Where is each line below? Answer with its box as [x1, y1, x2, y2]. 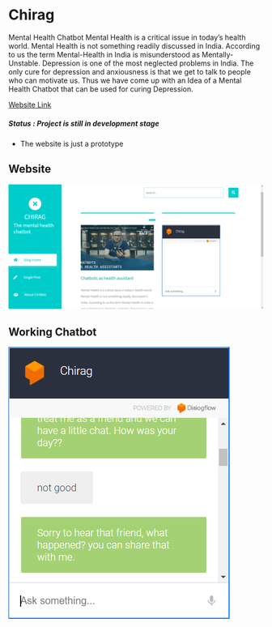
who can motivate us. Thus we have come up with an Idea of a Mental [8, 75, 242, 85]
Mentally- [202, 49, 234, 59]
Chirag [8, 6, 55, 24]
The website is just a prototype [19, 139, 124, 148]
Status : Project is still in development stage [8, 118, 159, 128]
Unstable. [8, 58, 40, 68]
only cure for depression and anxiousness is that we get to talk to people [8, 66, 251, 76]
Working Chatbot [8, 325, 97, 339]
